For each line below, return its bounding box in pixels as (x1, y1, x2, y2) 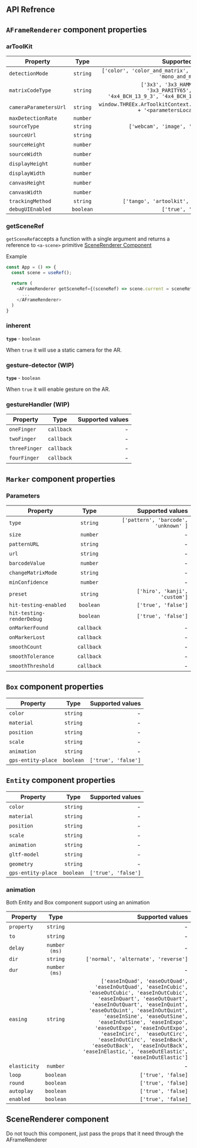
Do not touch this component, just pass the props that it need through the (6, 1130, 184, 1137)
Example (6, 253, 28, 260)
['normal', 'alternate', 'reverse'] (86, 955, 188, 962)
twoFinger (9, 435, 36, 443)
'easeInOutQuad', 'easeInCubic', (94, 983, 188, 990)
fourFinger (9, 455, 39, 461)
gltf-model (9, 851, 39, 857)
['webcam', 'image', (128, 123, 186, 130)
